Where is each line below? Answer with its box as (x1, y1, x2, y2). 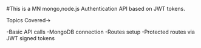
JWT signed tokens (6, 35, 55, 41)
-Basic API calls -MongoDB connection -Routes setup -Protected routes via (6, 28, 196, 35)
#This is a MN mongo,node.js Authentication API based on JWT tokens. (6, 5, 185, 12)
